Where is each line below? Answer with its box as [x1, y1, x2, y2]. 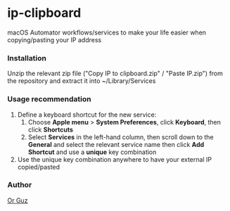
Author [7, 180, 32, 190]
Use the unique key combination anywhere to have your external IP [17, 155, 212, 163]
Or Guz [7, 196, 28, 205]
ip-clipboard [7, 5, 82, 21]
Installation [7, 53, 47, 63]
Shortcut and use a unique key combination [27, 148, 157, 156]
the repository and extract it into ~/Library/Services [7, 77, 156, 85]
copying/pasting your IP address [7, 35, 102, 44]
